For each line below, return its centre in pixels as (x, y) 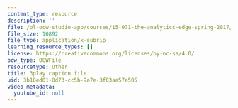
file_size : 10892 (33, 34)
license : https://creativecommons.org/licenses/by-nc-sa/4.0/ (101, 54)
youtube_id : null (39, 93)
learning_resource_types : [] (50, 47)
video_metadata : (31, 87)
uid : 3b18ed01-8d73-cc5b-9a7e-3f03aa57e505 (73, 80)
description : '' (31, 21)
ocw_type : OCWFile (34, 60)
